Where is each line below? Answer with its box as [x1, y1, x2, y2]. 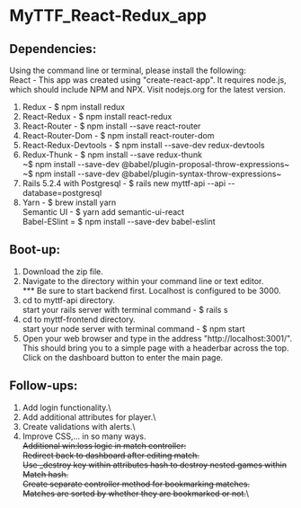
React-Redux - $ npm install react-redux [22, 111, 173, 121]
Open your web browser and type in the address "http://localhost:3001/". [22, 333, 293, 343]
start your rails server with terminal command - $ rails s [22, 304, 228, 315]
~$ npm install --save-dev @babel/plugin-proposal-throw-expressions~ [22, 159, 290, 169]
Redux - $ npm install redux [22, 102, 126, 112]
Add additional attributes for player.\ [22, 411, 156, 423]
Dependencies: [9, 41, 97, 57]
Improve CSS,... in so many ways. [22, 431, 146, 441]
